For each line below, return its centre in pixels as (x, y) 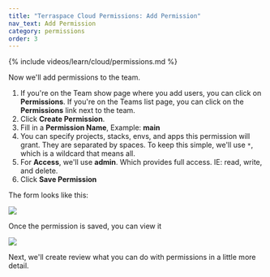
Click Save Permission (58, 180)
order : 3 (23, 39)
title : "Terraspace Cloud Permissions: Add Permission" (105, 16)
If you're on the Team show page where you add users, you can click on (141, 93)
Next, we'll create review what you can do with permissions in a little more (132, 258)
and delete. (39, 171)
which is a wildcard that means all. (77, 154)
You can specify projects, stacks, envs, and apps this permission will (135, 136)
